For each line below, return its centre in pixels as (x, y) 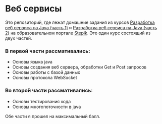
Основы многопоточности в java (47, 107)
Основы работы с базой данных (46, 72)
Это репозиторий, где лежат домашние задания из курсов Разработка (80, 22)
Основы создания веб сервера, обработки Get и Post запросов (80, 67)
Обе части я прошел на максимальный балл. (53, 116)
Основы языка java (32, 62)
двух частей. (19, 38)
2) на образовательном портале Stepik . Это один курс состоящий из (78, 33)
